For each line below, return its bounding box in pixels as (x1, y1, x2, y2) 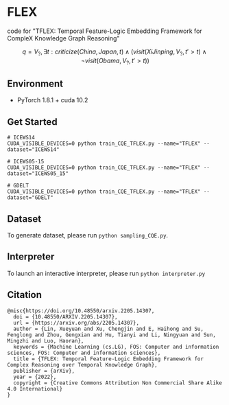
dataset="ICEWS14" (7, 146, 60, 153)
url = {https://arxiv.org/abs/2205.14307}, (13, 319, 139, 326)
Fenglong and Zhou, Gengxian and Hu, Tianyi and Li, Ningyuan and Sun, (7, 331, 216, 338)
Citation (7, 289, 43, 301)
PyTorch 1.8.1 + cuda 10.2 (16, 96, 88, 104)
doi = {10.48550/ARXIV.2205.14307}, (13, 313, 118, 320)
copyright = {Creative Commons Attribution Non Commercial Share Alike (13, 379, 223, 386)
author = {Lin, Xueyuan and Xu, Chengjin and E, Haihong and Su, (13, 325, 204, 332)
